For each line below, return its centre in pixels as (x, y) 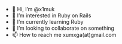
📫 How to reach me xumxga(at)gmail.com (64, 35)
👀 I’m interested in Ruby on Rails (51, 15)
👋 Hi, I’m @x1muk (33, 9)
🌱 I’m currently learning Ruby (48, 22)
